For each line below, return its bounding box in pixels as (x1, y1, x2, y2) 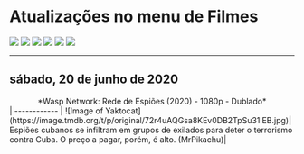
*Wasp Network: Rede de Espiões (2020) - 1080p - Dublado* (37, 95, 267, 106)
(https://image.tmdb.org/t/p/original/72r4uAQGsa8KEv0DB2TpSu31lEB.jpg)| (9, 114, 292, 125)
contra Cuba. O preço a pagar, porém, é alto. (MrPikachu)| (9, 133, 227, 145)
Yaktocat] (105, 105, 142, 116)
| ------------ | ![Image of (9, 105, 104, 116)
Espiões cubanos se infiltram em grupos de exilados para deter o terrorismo (9, 124, 293, 135)
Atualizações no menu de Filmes (9, 6, 259, 27)
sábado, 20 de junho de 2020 (9, 72, 179, 87)
